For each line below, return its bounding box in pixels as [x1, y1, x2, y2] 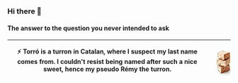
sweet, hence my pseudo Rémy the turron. [43, 65, 171, 73]
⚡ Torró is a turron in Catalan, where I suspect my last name [17, 47, 198, 56]
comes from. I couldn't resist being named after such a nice [17, 58, 198, 66]
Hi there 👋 [7, 6, 42, 16]
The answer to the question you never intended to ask [7, 24, 170, 32]
